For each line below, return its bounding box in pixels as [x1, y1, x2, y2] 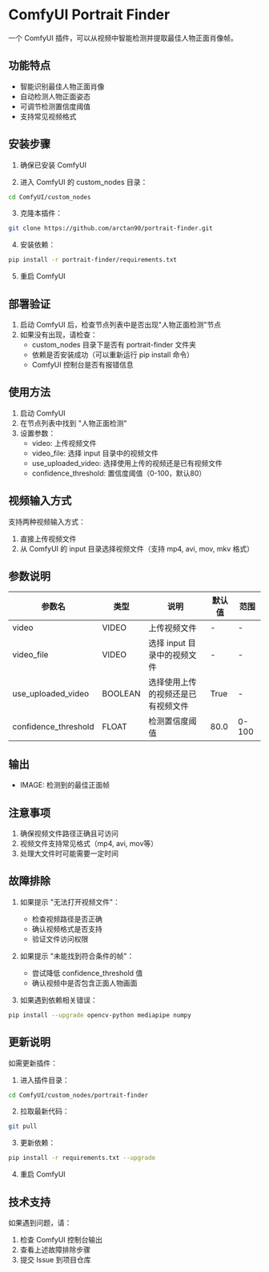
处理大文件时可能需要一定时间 [19, 849, 118, 858]
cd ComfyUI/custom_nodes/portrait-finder [8, 1091, 149, 1099]
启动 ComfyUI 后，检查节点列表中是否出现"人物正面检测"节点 [19, 320, 222, 329]
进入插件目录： [19, 1075, 70, 1085]
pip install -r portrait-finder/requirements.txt [8, 256, 178, 264]
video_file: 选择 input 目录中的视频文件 [31, 448, 159, 458]
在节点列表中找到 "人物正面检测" [19, 418, 127, 427]
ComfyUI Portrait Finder [8, 6, 171, 24]
